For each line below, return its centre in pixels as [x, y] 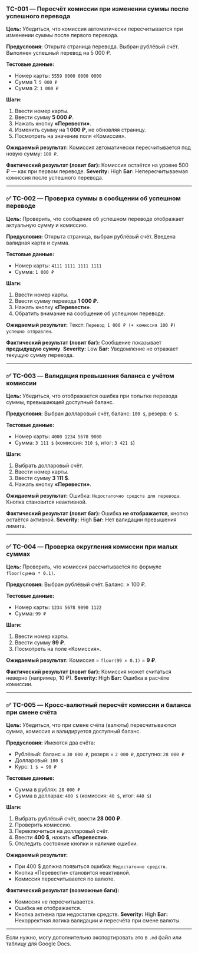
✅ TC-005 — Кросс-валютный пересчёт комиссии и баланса [99, 705]
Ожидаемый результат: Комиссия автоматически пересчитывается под [99, 148]
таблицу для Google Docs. [39, 944]
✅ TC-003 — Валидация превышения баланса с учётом [90, 376]
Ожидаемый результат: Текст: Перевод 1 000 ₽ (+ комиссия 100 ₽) [91, 325]
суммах [18, 554]
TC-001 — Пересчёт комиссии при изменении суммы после [98, 9]
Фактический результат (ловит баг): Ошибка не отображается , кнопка [97, 513]
